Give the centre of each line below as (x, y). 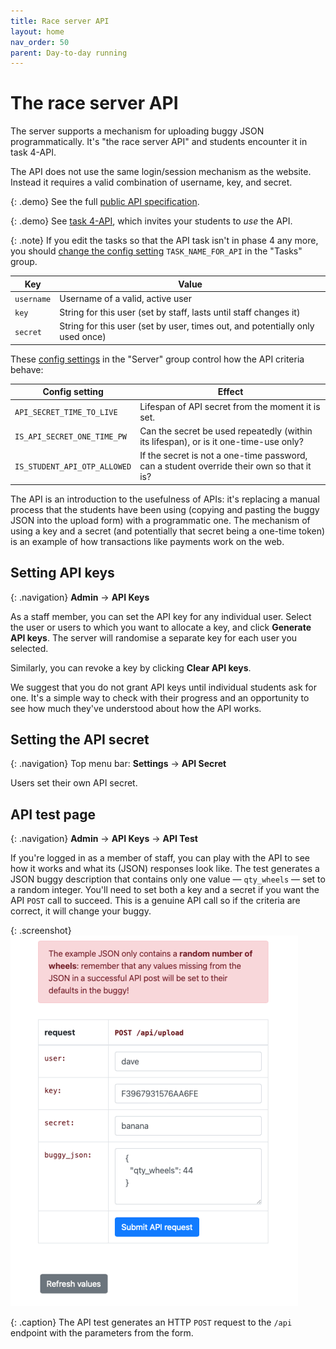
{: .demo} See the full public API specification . (105, 202)
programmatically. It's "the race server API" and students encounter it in (159, 142)
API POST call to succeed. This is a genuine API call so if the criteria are (155, 901)
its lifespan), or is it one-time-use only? (221, 441)
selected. (29, 648)
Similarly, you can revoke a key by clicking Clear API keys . (131, 667)
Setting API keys (62, 573)
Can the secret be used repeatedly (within (226, 431)
